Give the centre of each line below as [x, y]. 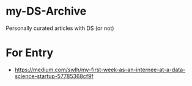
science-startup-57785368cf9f [54, 76]
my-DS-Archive [46, 11]
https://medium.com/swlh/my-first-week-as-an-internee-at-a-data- [100, 70]
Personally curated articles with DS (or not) [60, 28]
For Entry [30, 53]
